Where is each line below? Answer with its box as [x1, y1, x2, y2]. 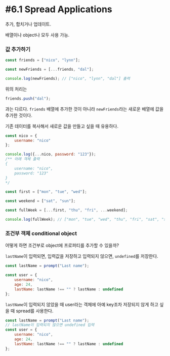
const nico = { [5, 133, 37, 138]
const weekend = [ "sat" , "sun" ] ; [5, 198, 76, 204]
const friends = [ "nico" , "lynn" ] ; [5, 57, 80, 63]
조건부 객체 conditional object [5, 230, 77, 237]
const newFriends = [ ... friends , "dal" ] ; [5, 67, 94, 72]
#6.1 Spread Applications [5, 4, 112, 15]
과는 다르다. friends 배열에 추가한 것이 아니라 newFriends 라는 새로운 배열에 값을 [5, 106, 164, 112]
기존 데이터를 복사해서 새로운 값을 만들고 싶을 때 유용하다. [5, 123, 119, 129]
